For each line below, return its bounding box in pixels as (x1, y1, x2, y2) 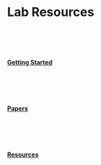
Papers (7, 104, 28, 112)
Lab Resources (7, 4, 95, 20)
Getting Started (7, 58, 53, 66)
